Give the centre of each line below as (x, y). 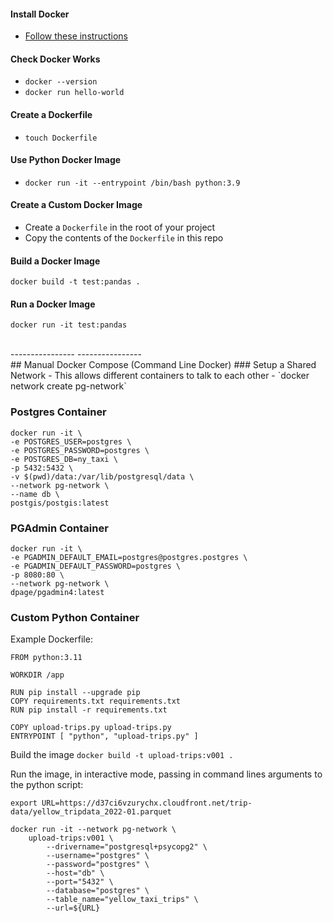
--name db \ (35, 494)
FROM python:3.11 (46, 658)
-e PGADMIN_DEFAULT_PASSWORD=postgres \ (96, 566)
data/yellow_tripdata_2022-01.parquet (91, 812)
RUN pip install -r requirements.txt (89, 710)
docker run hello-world (74, 93)
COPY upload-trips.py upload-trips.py (91, 728)
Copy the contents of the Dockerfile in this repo (124, 238)
